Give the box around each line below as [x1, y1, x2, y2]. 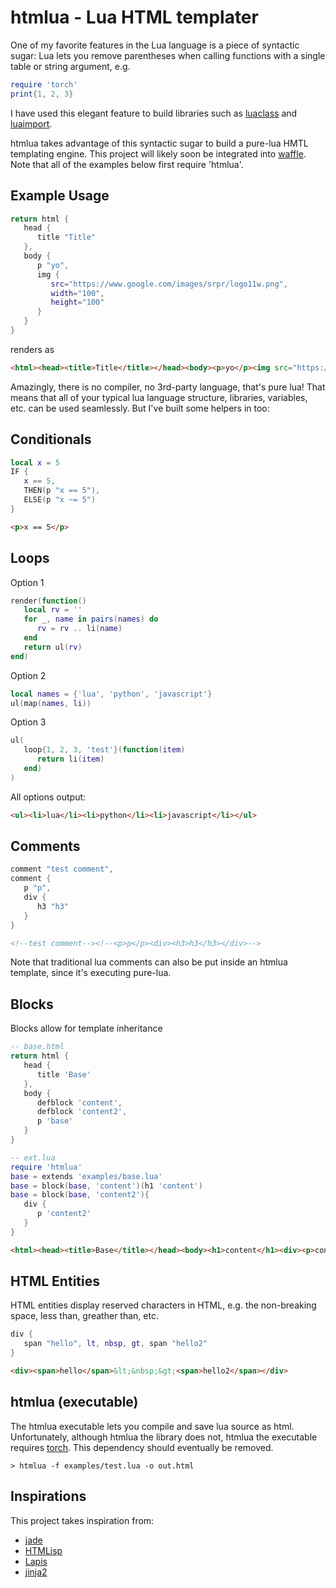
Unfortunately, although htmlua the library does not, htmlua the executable [10, 1431, 318, 1443]
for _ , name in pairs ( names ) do [23, 614, 159, 625]
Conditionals [10, 431, 92, 448]
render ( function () [10, 596, 87, 606]
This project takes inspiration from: [10, 1514, 155, 1526]
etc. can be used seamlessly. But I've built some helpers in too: [10, 402, 270, 414]
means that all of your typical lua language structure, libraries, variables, [10, 391, 308, 403]
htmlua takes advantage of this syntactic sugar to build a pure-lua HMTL [10, 137, 309, 149]
